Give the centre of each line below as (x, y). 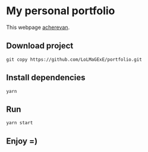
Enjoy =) (22, 141)
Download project (40, 46)
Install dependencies (46, 78)
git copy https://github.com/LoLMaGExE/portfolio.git (74, 59)
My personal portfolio (61, 11)
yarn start (20, 123)
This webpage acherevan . (38, 27)
